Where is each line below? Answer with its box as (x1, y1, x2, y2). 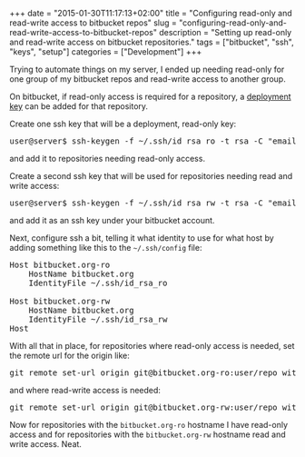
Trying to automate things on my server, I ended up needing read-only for (9, 64, 285, 75)
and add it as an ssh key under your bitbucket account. (9, 215, 215, 225)
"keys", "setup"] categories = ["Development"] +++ (9, 46, 202, 57)
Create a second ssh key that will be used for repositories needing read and (9, 171, 293, 181)
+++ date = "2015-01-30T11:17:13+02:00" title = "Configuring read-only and (9, 8, 292, 18)
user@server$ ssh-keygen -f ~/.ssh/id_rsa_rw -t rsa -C (9, 198, 263, 208)
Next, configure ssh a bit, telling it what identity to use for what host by (9, 233, 274, 243)
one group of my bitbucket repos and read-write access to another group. (9, 74, 286, 84)
